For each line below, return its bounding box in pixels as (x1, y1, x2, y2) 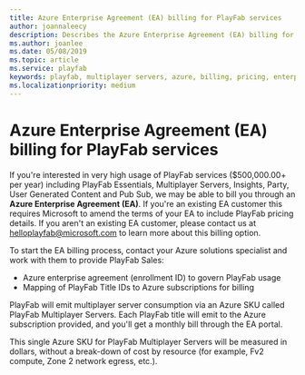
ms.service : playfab (9, 64, 88, 74)
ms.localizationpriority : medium (9, 81, 136, 90)
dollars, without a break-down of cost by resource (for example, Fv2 (9, 346, 265, 357)
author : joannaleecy (9, 22, 88, 31)
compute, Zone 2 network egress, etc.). (9, 355, 158, 366)
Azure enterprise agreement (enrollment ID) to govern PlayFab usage (22, 271, 281, 282)
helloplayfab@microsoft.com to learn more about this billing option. (9, 227, 261, 238)
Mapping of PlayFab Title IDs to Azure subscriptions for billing (22, 281, 254, 292)
